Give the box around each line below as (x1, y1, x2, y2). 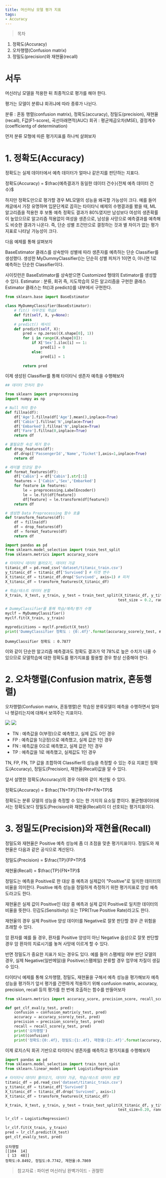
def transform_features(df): (5, 515, 65, 520)
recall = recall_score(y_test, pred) (14, 1024, 92, 1029)
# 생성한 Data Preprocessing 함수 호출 (5, 510, 80, 516)
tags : (5, 12, 16, 17)
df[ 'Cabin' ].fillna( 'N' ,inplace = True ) (14, 419, 94, 424)
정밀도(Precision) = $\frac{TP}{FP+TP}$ (5, 857, 86, 863)
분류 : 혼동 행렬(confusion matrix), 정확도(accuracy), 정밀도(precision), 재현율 (5, 111, 159, 117)
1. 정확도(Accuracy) (5, 152, 85, 164)
